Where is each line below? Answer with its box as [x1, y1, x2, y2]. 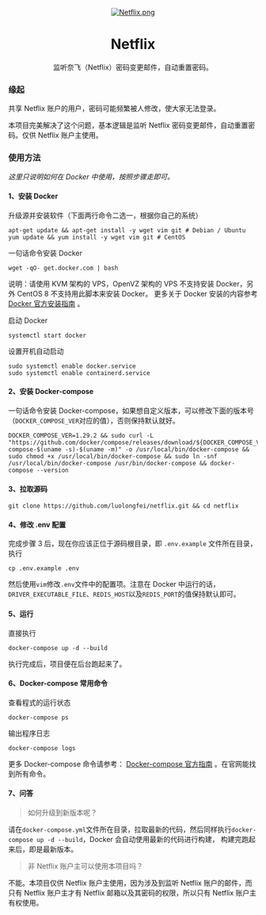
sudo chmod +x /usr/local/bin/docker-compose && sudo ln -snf [8, 452, 218, 460]
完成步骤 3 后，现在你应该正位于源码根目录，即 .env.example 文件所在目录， [8, 539, 257, 549]
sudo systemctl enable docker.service [8, 362, 136, 370]
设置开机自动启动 [8, 346, 64, 356]
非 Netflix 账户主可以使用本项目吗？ [27, 861, 144, 871]
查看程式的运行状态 [8, 698, 71, 707]
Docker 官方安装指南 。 [8, 298, 85, 308]
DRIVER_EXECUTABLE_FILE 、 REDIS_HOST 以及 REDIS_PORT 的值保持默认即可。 [8, 589, 241, 599]
